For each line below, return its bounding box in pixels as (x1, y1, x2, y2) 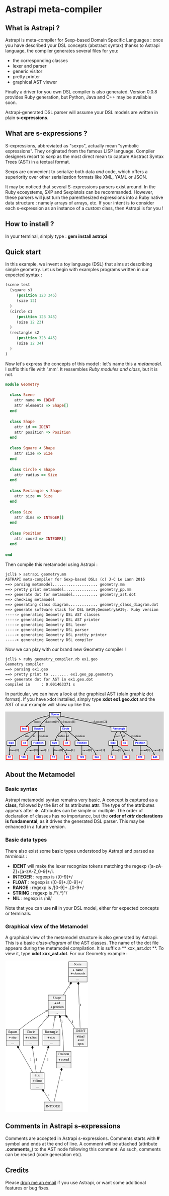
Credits (5, 1166, 29, 1175)
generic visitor (12, 68, 43, 74)
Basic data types (5, 837, 47, 844)
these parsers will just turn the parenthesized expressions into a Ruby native (5, 194, 163, 200)
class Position (10, 531, 42, 536)
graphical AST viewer (12, 79, 57, 85)
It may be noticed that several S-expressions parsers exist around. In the (5, 183, 156, 190)
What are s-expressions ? (5, 129, 88, 138)
